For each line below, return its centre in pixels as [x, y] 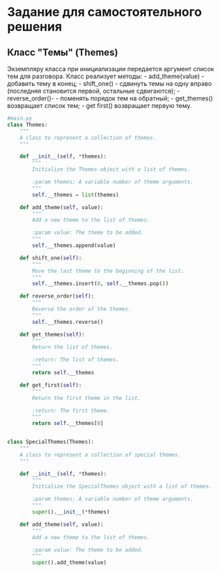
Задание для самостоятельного [105, 12]
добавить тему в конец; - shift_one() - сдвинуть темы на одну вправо [110, 83]
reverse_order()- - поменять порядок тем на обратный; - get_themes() [110, 98]
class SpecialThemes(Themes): [51, 442]
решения [35, 27]
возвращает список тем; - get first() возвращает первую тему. [100, 106]
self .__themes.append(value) [74, 246]
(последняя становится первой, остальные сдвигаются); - [94, 91]
